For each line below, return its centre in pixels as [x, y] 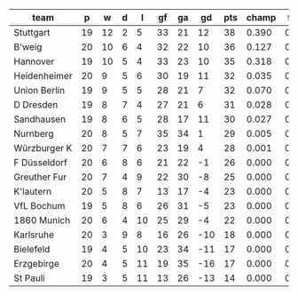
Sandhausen [40, 119]
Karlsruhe [34, 235]
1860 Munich [42, 220]
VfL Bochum [39, 206]
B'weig [28, 47]
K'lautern [32, 192]
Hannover [34, 61]
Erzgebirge [36, 264]
